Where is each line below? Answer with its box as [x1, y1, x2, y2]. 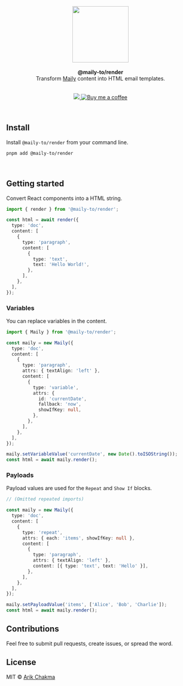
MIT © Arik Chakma [6, 673, 56, 681]
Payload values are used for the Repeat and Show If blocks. [6, 485, 152, 492]
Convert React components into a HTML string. [6, 195, 123, 202]
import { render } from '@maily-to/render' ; [6, 206, 119, 212]
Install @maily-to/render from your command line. [6, 138, 129, 146]
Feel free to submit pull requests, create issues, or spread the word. [6, 640, 173, 647]
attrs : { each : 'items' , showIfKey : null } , [22, 535, 135, 541]
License [6, 657, 36, 667]
